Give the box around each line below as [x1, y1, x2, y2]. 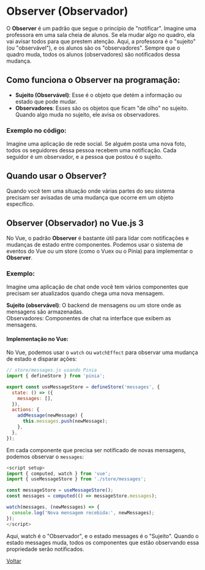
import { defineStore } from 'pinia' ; [6, 373, 105, 379]
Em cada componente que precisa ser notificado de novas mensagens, [6, 446, 186, 453]
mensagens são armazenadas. [6, 308, 84, 315]
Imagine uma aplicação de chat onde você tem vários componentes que [6, 283, 188, 290]
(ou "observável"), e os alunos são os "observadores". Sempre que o [6, 44, 181, 52]
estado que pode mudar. [15, 98, 78, 105]
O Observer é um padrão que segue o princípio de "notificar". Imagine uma [6, 25, 197, 32]
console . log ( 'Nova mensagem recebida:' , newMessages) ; [12, 509, 155, 516]
